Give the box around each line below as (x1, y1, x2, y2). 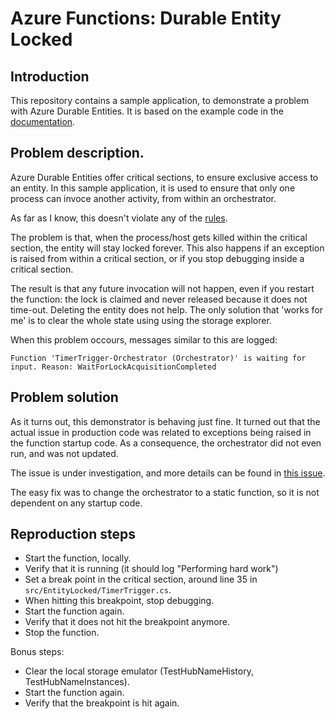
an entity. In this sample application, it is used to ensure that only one (10, 182, 296, 194)
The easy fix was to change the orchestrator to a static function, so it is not (10, 486, 320, 498)
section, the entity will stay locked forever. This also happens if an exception (10, 242, 325, 254)
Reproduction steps (10, 526, 136, 543)
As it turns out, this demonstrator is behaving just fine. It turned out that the (10, 415, 321, 427)
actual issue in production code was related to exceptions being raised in (10, 426, 312, 438)
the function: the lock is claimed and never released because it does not (10, 293, 308, 305)
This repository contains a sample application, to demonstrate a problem (10, 95, 310, 106)
